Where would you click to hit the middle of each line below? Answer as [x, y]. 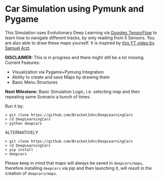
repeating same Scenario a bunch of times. [48, 97]
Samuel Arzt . [18, 48]
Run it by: [15, 106]
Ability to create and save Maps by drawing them [61, 77]
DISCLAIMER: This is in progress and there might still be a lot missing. [75, 57]
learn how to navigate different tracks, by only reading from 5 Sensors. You [80, 38]
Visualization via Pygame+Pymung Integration [58, 72]
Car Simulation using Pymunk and [74, 9]
